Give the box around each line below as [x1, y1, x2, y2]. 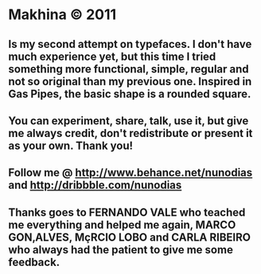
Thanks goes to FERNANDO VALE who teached [8, 205, 246, 219]
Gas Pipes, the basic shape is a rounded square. [8, 87, 251, 100]
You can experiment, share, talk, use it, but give [8, 114, 249, 127]
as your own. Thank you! [8, 139, 134, 152]
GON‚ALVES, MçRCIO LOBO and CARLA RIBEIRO [8, 230, 251, 244]
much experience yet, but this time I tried [8, 49, 216, 63]
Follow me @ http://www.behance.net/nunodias [8, 166, 253, 180]
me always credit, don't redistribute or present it [8, 126, 253, 140]
